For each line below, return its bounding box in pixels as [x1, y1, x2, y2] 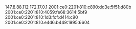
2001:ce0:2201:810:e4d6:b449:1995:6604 [5, 19, 90, 25]
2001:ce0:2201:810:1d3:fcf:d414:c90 [5, 14, 78, 20]
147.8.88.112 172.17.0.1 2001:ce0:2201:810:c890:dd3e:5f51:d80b [5, 4, 132, 10]
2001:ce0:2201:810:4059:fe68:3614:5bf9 [5, 9, 87, 15]
